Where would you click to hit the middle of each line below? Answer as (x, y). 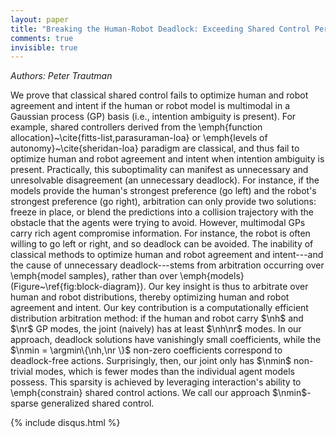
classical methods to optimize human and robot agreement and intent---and (167, 255)
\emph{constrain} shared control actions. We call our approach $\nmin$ (159, 393)
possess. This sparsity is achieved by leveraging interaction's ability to (156, 382)
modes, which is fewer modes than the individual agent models (164, 372)
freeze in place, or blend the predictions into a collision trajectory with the (162, 212)
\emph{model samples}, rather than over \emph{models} (127, 276)
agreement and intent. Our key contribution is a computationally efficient (159, 308)
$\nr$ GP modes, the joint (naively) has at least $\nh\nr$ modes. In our (156, 329)
